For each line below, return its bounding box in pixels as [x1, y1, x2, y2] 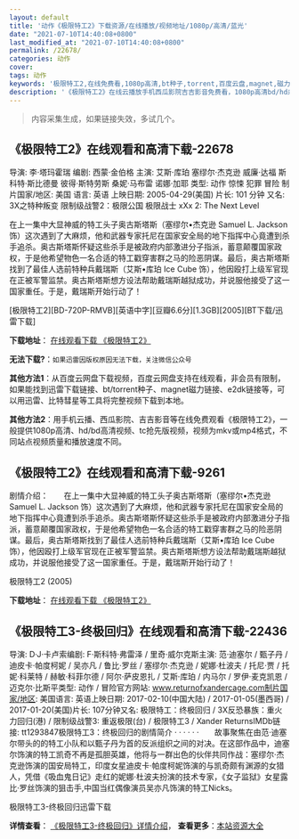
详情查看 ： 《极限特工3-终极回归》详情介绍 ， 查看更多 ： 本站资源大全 [9, 820, 264, 831]
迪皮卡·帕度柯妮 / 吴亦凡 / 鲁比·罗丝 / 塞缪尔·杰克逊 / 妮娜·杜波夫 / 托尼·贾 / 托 [9, 660, 290, 671]
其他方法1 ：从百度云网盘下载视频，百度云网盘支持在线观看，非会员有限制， [9, 373, 287, 384]
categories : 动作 [9, 54, 71, 63]
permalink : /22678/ [9, 46, 82, 55]
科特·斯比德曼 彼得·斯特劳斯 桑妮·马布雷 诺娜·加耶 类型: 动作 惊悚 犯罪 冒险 [9, 178, 280, 189]
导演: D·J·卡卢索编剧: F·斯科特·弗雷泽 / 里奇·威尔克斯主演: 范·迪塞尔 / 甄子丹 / [9, 648, 288, 659]
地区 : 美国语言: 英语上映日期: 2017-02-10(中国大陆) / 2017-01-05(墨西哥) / [20, 693, 289, 704]
